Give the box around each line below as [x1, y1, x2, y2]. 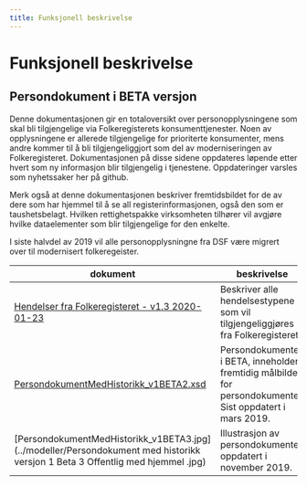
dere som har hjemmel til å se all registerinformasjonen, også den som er [9, 198, 284, 210]
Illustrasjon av [219, 427, 281, 439]
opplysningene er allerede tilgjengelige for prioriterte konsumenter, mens [9, 132, 285, 143]
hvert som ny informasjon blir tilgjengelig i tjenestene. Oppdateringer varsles [9, 162, 298, 173]
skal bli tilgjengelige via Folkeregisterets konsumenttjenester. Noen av [9, 122, 272, 133]
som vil [219, 305, 251, 318]
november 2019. [219, 460, 292, 473]
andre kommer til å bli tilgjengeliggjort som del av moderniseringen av [9, 143, 272, 153]
